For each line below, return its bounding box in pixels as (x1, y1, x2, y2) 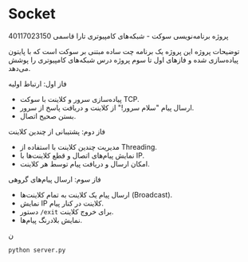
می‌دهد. (8, 63, 31, 72)
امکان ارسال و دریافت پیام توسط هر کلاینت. (19, 158, 150, 168)
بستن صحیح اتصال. (19, 111, 77, 120)
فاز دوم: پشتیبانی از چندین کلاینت (8, 127, 106, 136)
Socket (8, 5, 56, 23)
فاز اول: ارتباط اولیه (8, 79, 68, 88)
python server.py (8, 246, 66, 254)
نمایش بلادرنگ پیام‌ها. (19, 215, 83, 225)
